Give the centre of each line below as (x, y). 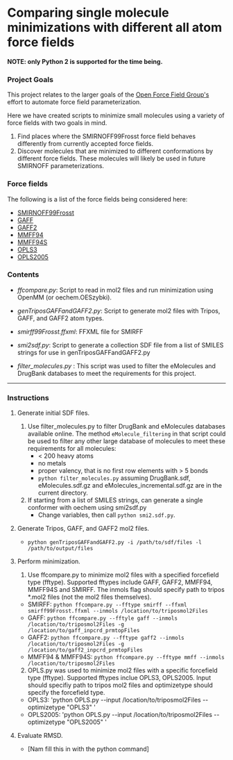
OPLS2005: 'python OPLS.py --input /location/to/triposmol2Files (120, 715)
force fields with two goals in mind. (57, 123)
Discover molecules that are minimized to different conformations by (115, 151)
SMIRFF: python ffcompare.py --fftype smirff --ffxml (107, 604)
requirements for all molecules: (72, 449)
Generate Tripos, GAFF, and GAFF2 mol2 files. (83, 529)
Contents (23, 274)
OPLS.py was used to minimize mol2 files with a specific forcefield (123, 670)
